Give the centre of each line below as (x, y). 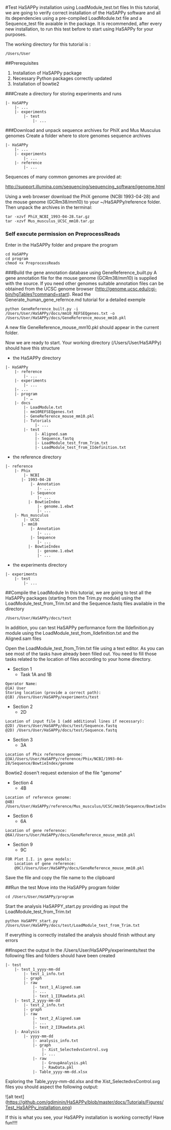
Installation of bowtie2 (36, 84)
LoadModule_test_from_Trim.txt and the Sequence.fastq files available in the (85, 604)
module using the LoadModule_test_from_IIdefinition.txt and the (72, 633)
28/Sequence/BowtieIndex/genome (39, 764)
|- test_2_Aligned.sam (56, 1018)
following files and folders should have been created (60, 956)
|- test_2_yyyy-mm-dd (37, 1001)
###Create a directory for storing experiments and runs (64, 93)
